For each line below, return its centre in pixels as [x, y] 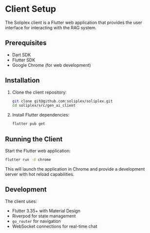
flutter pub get [28, 124]
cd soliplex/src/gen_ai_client [44, 106]
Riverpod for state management [44, 216]
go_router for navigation [36, 221]
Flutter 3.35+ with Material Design [46, 211]
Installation [22, 81]
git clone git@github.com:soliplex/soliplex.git [62, 101]
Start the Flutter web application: [38, 151]
